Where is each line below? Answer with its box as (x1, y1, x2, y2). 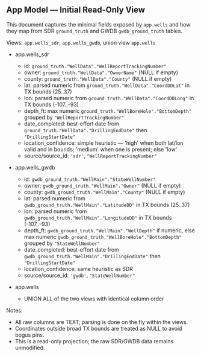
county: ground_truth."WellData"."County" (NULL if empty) (23, 75, 172, 82)
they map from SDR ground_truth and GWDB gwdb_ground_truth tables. (6, 27, 182, 34)
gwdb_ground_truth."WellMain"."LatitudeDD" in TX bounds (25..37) (23, 201, 190, 208)
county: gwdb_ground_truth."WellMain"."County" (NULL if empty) (23, 188, 185, 195)
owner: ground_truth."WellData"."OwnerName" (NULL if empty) (23, 69, 179, 76)
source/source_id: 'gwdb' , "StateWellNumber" (23, 272, 135, 279)
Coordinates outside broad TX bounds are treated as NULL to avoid (14, 325, 182, 332)
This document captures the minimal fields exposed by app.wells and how (6, 21, 191, 28)
